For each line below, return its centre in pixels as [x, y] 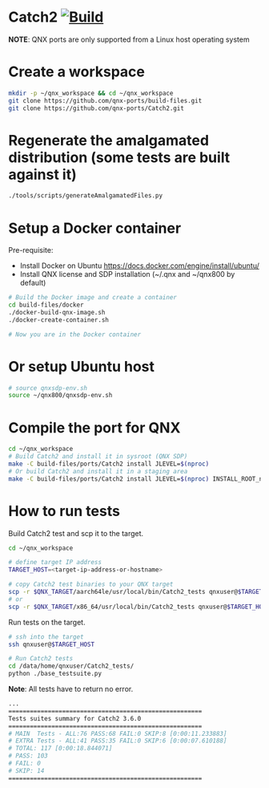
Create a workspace [77, 72]
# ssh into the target [46, 637]
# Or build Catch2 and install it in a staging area [98, 471]
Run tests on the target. [47, 622]
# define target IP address [55, 563]
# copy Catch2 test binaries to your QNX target [91, 585]
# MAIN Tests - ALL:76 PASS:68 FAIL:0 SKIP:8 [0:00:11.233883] [118, 733]
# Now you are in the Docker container [75, 334]
